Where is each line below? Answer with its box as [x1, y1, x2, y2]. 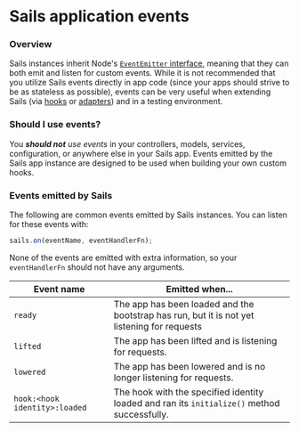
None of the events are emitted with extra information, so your [9, 252, 238, 263]
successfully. [113, 408, 169, 420]
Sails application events [9, 6, 190, 27]
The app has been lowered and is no [113, 360, 266, 372]
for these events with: [9, 219, 89, 230]
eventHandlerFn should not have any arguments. [9, 261, 185, 273]
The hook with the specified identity [113, 386, 264, 398]
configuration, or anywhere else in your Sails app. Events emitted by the [9, 148, 273, 159]
